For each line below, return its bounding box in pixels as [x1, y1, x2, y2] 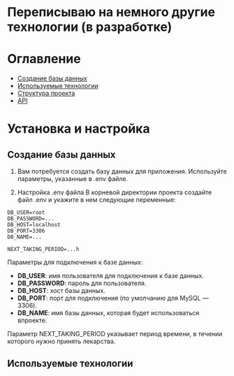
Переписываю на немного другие [7, 4, 215, 20]
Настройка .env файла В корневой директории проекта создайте [17, 188, 212, 196]
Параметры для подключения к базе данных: [7, 258, 143, 266]
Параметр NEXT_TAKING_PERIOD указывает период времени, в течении [7, 330, 223, 338]
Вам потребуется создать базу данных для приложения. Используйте [17, 167, 227, 175]
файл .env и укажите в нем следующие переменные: [17, 196, 176, 204]
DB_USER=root [7, 209, 45, 217]
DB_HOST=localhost [7, 222, 61, 229]
